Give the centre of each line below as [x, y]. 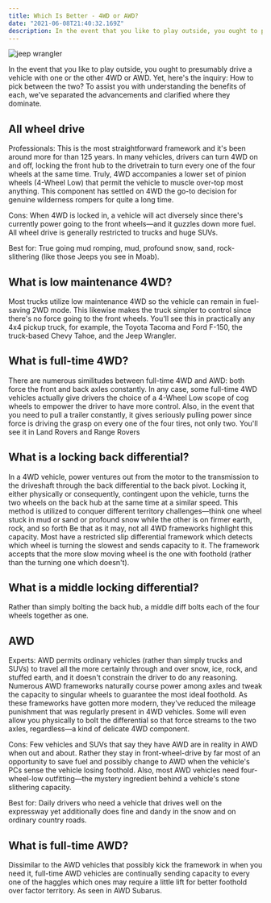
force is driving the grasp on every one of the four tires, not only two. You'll [133, 423]
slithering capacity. [40, 788]
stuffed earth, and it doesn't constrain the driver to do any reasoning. [123, 677]
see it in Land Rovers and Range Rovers [74, 431]
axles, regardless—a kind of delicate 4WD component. [99, 729]
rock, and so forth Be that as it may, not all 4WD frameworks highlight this [131, 528]
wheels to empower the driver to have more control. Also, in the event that [131, 406]
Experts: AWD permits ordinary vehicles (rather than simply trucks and [125, 660]
